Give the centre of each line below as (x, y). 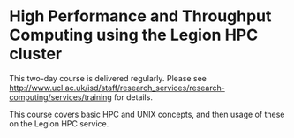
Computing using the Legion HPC (134, 35)
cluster (36, 54)
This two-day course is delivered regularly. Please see (108, 78)
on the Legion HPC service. (59, 123)
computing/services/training (60, 97)
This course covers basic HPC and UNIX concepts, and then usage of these (147, 114)
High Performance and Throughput (140, 16)
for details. (133, 97)
